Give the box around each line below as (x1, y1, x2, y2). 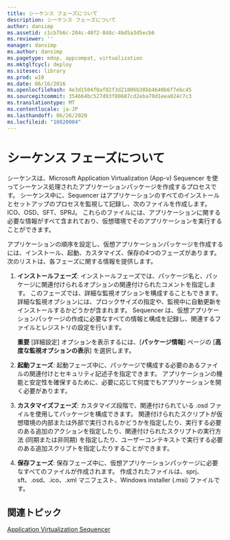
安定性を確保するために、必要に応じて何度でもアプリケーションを (29, 378, 216, 386)
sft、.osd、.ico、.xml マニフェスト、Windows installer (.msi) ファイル (16, 476, 214, 484)
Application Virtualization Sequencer (7, 526, 111, 534)
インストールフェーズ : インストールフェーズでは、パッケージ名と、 (16, 272, 206, 280)
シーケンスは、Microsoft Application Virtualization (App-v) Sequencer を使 (7, 174, 218, 183)
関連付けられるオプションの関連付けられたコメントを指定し (41, 281, 210, 289)
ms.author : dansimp (7, 49, 63, 56)
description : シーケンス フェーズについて (7, 16, 117, 23)
